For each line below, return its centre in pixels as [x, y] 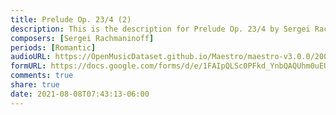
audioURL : [31, 57]
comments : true [42, 76]
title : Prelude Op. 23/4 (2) [71, 19]
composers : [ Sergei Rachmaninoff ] [82, 38]
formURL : [28, 66]
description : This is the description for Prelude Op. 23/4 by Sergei [160, 29]
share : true [35, 85]
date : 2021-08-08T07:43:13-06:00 [80, 94]
